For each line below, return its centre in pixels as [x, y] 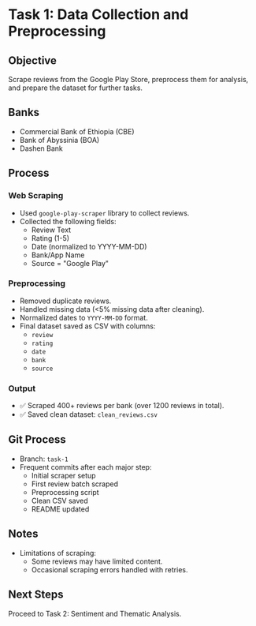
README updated [60, 509]
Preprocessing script [65, 492]
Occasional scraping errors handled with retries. [109, 569]
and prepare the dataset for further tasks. [76, 88]
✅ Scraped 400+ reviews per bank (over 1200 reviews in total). [122, 406]
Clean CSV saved [59, 500]
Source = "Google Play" [70, 263]
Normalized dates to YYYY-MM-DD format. [83, 317]
